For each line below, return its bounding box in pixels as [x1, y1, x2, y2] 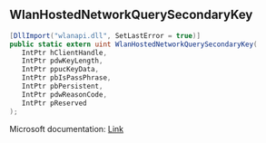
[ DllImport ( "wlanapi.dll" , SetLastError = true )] [9, 31, 202, 40]
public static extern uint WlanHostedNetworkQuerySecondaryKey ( [9, 40, 258, 49]
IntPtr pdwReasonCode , [21, 90, 107, 99]
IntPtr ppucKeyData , [21, 65, 100, 74]
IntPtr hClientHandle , [21, 48, 107, 57]
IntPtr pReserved [21, 99, 88, 108]
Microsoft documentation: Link [9, 123, 124, 134]
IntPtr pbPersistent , [21, 81, 103, 91]
